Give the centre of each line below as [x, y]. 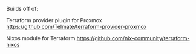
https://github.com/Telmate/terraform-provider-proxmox [77, 27]
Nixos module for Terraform [41, 38]
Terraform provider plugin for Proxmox [54, 20]
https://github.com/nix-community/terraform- [133, 38]
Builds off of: [22, 9]
